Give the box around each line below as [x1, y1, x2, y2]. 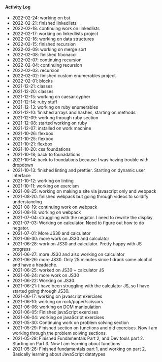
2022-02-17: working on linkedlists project [12, 31, 98, 37]
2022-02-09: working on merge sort [12, 46, 87, 52]
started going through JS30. [12, 288, 70, 294]
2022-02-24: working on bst [12, 15, 70, 21]
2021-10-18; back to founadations [12, 151, 81, 158]
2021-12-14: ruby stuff [12, 99, 58, 105]
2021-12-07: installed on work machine [12, 125, 92, 131]
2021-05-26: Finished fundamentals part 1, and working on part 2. [12, 346, 146, 352]
